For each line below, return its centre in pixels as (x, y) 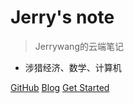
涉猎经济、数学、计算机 (73, 67)
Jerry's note (62, 17)
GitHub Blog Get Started (60, 87)
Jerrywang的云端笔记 (79, 46)
